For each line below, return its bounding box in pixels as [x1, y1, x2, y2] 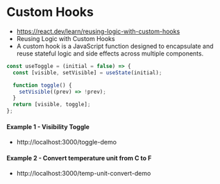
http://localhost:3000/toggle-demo [16, 138, 117, 147]
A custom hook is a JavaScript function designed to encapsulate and [16, 42, 214, 50]
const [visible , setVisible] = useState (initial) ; [12, 69, 162, 76]
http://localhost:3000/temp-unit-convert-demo [16, 169, 151, 178]
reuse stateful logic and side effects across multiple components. [16, 49, 204, 58]
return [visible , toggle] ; [12, 101, 91, 108]
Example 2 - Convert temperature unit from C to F [6, 153, 152, 162]
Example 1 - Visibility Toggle [6, 122, 90, 131]
